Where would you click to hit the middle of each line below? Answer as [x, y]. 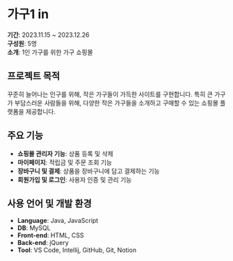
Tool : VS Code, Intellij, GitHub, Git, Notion [77, 250]
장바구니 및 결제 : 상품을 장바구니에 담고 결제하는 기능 [88, 171]
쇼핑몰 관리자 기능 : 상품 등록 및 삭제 [65, 153]
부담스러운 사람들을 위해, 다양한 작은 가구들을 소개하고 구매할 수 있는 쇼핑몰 [116, 103]
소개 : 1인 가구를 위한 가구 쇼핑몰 [50, 52]
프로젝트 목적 [34, 76]
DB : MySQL [34, 228]
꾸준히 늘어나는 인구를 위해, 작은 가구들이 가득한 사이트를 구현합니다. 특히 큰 [110, 94]
